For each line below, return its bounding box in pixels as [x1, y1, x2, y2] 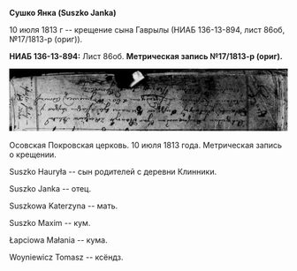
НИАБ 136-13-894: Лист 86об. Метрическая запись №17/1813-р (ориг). [9, 51, 283, 61]
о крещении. [9, 149, 57, 160]
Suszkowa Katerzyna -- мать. [9, 200, 118, 211]
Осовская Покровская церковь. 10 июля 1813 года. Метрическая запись [9, 140, 283, 151]
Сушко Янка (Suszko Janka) [9, 8, 117, 18]
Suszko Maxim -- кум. [9, 218, 91, 229]
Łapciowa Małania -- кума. [9, 235, 108, 245]
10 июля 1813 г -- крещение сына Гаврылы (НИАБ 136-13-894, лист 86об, [9, 25, 286, 34]
